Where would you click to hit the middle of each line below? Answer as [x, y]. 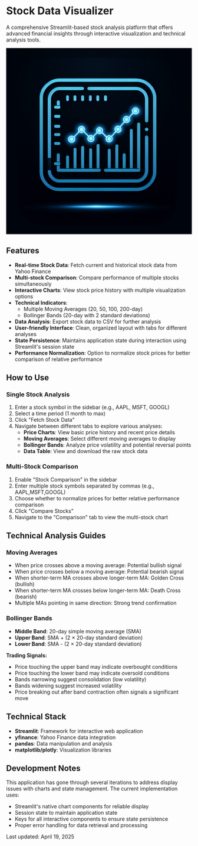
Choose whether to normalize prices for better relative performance [97, 498]
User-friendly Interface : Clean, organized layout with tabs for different [101, 328]
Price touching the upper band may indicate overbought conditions [96, 666]
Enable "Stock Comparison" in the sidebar [66, 479]
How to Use [28, 378]
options [24, 296]
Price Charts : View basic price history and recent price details [99, 432]
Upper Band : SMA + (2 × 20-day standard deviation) [79, 637]
